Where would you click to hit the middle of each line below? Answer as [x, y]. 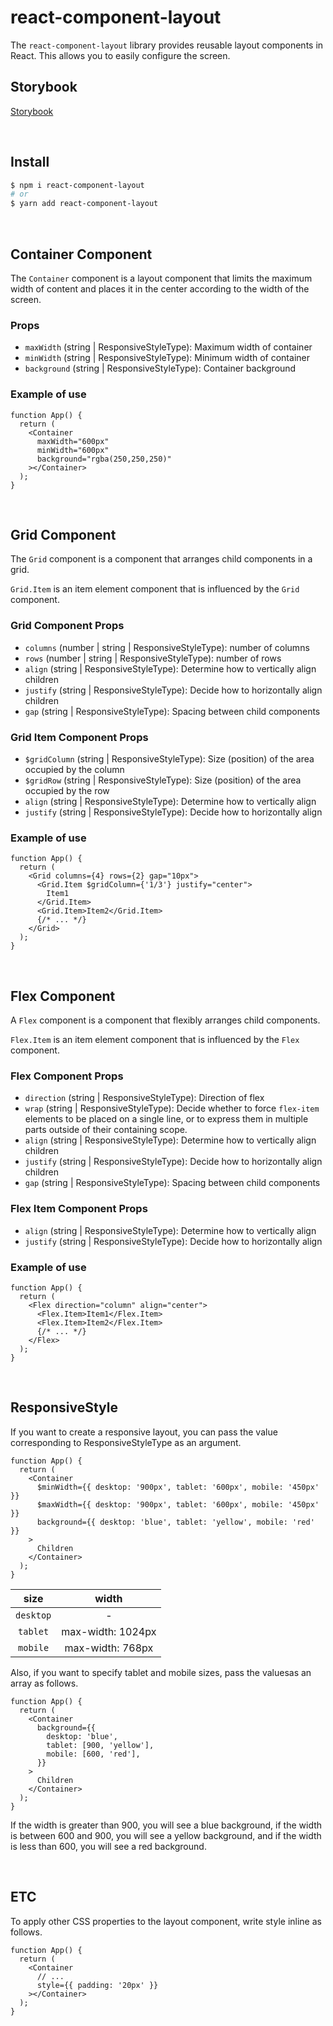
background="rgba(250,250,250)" [104, 459]
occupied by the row [67, 790]
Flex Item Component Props [79, 1209]
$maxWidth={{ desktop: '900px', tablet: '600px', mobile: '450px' [178, 1504]
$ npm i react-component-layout [77, 185]
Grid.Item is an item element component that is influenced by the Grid [155, 589]
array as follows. [44, 1683]
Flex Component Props [67, 1076]
